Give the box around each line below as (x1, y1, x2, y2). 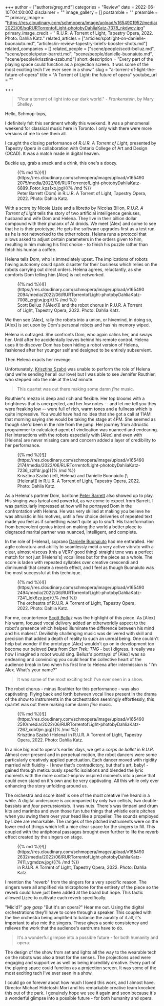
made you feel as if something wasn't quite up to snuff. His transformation (5, 519, 154, 524)
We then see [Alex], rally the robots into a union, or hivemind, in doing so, (5, 317, 153, 322)
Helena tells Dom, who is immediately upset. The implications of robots (5, 256, 148, 262)
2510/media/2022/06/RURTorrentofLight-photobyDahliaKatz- (17, 721, 141, 727)
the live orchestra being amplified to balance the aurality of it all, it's (5, 915, 142, 920)
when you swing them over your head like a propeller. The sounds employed (5, 813, 159, 819)
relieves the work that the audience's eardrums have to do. (5, 925, 123, 931)
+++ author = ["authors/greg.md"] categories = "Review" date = (5, 4, 134, 10)
